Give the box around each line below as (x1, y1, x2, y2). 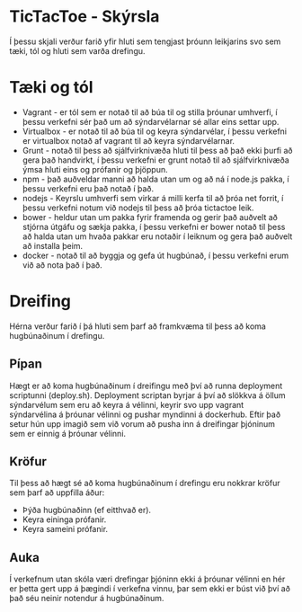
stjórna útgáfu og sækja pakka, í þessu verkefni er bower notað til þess (22, 221, 286, 232)
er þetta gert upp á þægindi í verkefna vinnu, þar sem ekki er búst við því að (9, 583, 290, 594)
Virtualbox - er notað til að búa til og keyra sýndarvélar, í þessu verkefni (22, 126, 288, 137)
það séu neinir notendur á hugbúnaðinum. (9, 593, 164, 604)
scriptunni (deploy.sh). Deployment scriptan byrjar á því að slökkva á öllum (9, 389, 286, 401)
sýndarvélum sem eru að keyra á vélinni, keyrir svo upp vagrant (9, 399, 244, 410)
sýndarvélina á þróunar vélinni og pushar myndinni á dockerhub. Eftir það (9, 409, 281, 420)
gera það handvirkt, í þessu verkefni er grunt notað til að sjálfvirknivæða (22, 155, 289, 165)
